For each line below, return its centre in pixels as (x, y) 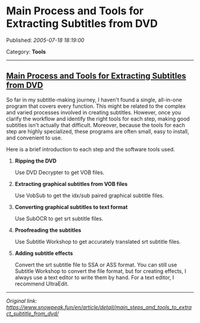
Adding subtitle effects (44, 253)
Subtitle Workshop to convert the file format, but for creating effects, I (100, 271)
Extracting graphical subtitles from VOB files (71, 184)
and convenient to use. (34, 138)
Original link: (22, 301)
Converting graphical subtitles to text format (71, 207)
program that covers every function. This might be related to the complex (96, 106)
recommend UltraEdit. (42, 284)
